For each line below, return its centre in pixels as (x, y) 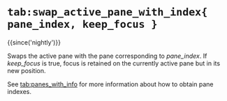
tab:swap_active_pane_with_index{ (108, 12)
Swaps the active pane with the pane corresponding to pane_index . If (107, 56)
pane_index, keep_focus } (82, 25)
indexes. (19, 91)
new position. (27, 70)
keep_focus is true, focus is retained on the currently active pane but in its (114, 63)
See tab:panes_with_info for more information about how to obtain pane (110, 84)
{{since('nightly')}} (34, 42)
